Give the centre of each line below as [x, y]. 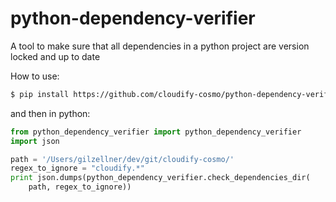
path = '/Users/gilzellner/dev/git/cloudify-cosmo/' [122, 159]
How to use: [35, 76]
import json [35, 141]
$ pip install [40, 94]
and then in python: [50, 113]
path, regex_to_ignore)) [80, 187]
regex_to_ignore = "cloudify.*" [77, 168]
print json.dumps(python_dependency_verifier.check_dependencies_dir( [160, 178]
